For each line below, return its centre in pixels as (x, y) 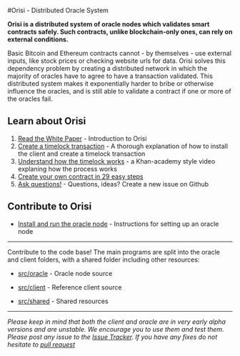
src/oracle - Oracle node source (65, 273)
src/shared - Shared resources (63, 301)
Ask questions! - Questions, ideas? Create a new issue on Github (113, 184)
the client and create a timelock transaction (81, 154)
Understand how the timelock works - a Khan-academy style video (116, 161)
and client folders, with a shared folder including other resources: (104, 259)
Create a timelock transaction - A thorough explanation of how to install (123, 146)
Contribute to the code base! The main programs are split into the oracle (114, 252)
